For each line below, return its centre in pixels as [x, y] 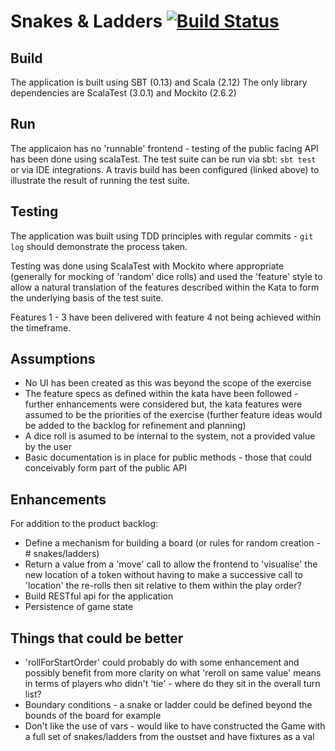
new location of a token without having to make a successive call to [163, 575]
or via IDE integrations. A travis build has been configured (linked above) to [165, 169]
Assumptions [53, 359]
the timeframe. [41, 327]
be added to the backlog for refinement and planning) [135, 426]
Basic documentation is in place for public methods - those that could [168, 457]
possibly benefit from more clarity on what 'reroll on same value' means [173, 673]
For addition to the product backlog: [84, 524]
